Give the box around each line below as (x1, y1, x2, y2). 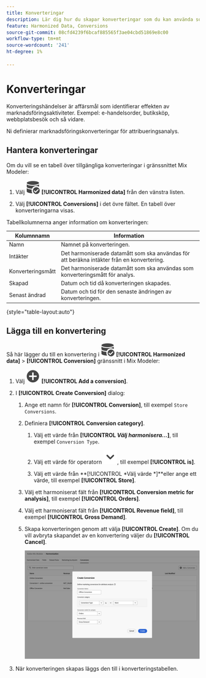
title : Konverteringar (6, 10, 64, 16)
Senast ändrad (9, 291, 46, 298)
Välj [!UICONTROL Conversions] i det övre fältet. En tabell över (15, 200, 176, 208)
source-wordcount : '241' (6, 42, 70, 48)
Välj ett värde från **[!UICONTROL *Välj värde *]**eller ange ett (33, 470, 197, 477)
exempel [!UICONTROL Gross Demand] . (24, 513, 127, 521)
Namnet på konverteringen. (61, 241, 130, 248)
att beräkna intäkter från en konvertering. (61, 256, 164, 263)
